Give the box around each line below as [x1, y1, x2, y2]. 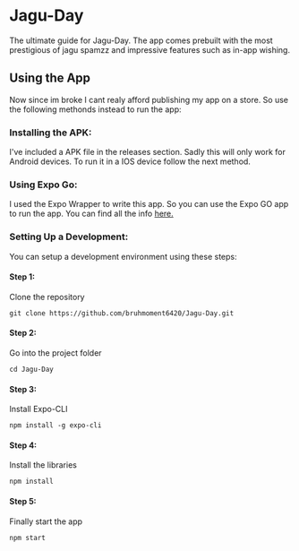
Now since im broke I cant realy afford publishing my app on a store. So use [9, 94, 289, 105]
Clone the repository [9, 291, 85, 302]
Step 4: [9, 440, 38, 451]
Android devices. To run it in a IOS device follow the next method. [9, 156, 251, 167]
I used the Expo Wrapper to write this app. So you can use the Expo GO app [9, 199, 289, 210]
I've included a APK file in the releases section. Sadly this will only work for [9, 147, 286, 158]
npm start [9, 533, 47, 542]
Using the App [9, 71, 91, 86]
